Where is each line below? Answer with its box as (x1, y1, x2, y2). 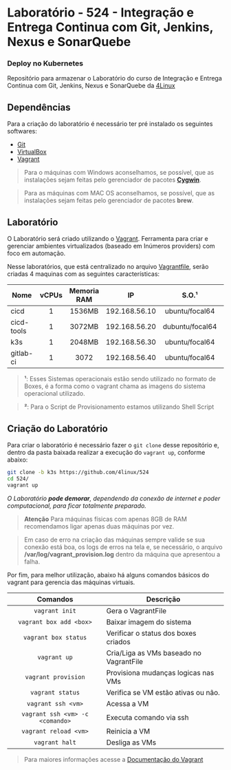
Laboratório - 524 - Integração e (7, 5, 195, 21)
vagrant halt (34, 738, 77, 746)
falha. (23, 557, 41, 566)
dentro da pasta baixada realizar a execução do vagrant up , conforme (7, 448, 206, 456)
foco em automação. (7, 249, 66, 257)
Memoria (69, 286, 100, 296)
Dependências (7, 101, 71, 113)
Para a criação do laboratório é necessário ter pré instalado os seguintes (7, 120, 213, 128)
